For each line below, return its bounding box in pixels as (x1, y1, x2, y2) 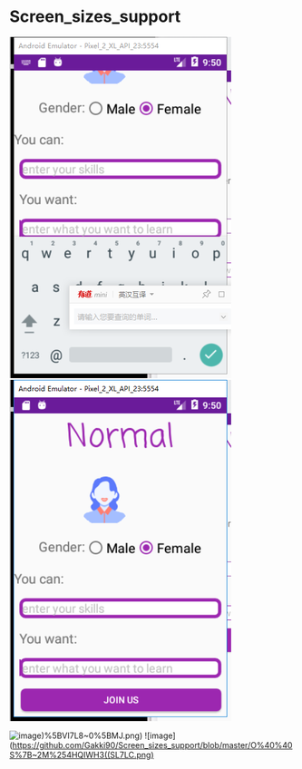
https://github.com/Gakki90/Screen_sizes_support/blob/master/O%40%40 (12, 739, 293, 750)
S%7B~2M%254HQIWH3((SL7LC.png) (9, 749, 154, 760)
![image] (144, 730, 176, 741)
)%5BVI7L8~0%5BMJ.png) (41, 730, 143, 741)
